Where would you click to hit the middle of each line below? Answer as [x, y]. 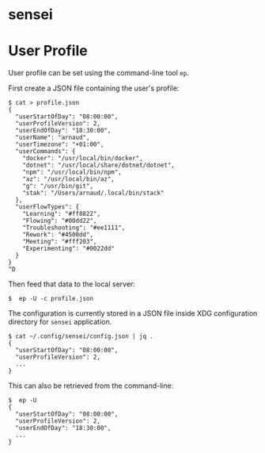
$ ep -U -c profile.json [51, 299]
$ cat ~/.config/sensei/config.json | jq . [81, 336]
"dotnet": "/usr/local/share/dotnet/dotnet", [99, 165]
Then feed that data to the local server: [72, 284]
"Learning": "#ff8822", [62, 214]
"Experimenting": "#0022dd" [68, 249]
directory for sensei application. [60, 322]
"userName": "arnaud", [53, 138]
